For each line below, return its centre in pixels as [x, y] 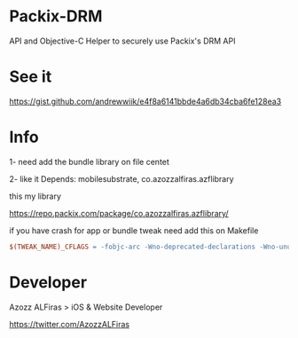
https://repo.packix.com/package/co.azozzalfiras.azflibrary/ [119, 213]
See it [31, 77]
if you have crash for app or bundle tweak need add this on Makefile [134, 230]
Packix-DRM [56, 16]
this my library [35, 196]
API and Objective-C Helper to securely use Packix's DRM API [122, 41]
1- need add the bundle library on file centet [90, 161]
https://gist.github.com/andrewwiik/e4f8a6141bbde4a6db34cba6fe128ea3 [145, 101]
